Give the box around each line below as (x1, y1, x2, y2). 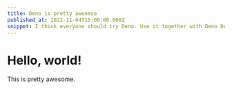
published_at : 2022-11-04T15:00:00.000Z (7, 16, 126, 23)
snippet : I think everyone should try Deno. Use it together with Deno (7, 23, 217, 30)
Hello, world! (7, 52, 82, 68)
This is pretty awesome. (7, 75, 76, 83)
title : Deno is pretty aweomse (7, 10, 97, 17)
